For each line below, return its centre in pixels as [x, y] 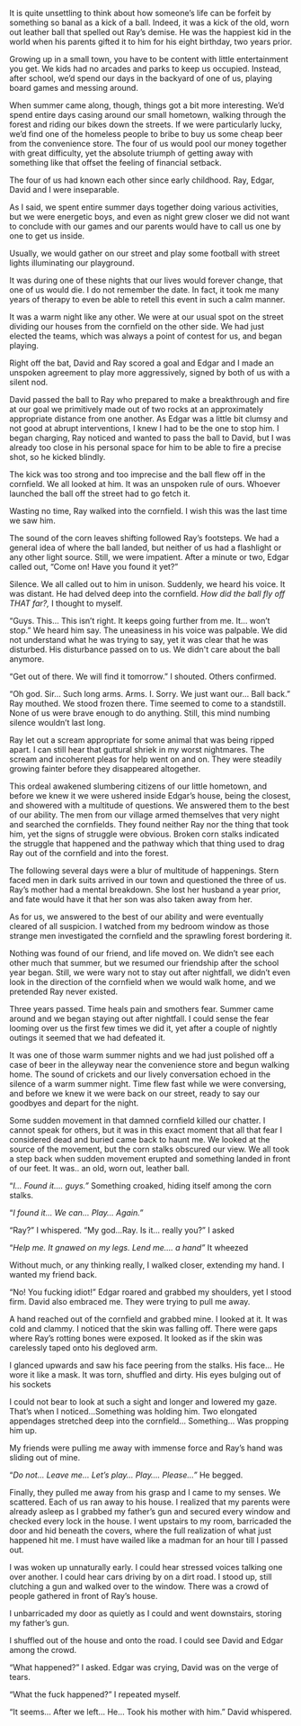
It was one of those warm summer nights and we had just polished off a [142, 1055]
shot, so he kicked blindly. [58, 457]
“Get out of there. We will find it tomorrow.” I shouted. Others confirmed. [143, 676]
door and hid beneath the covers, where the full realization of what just [141, 1531]
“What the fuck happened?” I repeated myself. [95, 1694]
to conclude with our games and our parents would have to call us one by [145, 226]
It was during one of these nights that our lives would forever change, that [146, 280]
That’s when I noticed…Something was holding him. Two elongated [133, 1411]
